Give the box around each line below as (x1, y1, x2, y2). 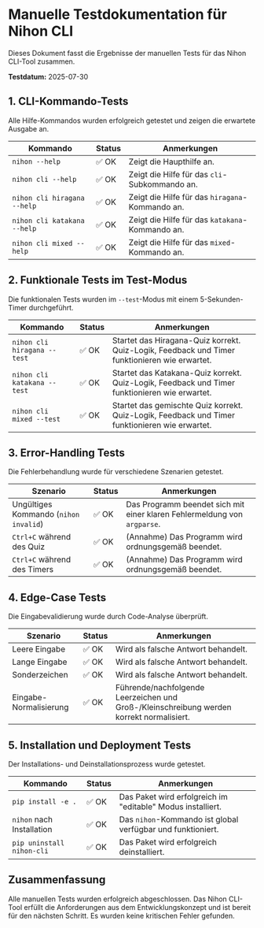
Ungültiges (12, 499, 53, 510)
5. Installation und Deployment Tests (8, 738, 191, 752)
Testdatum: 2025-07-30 (8, 72, 89, 81)
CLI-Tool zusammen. (8, 57, 75, 66)
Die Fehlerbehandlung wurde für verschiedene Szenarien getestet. (8, 467, 224, 477)
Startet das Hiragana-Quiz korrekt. (112, 335, 241, 346)
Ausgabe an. (8, 124, 49, 133)
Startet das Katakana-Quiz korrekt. (112, 367, 242, 378)
